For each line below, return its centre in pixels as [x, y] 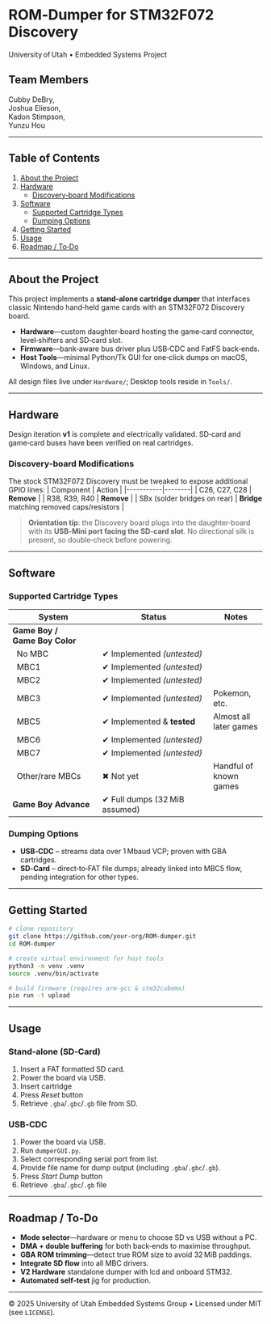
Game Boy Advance [51, 805]
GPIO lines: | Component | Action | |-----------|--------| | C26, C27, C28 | [130, 490]
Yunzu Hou [27, 125]
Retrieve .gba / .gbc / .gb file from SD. [79, 1103]
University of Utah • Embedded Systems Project [88, 54]
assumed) [121, 810]
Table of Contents [54, 158]
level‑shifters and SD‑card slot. [71, 341]
